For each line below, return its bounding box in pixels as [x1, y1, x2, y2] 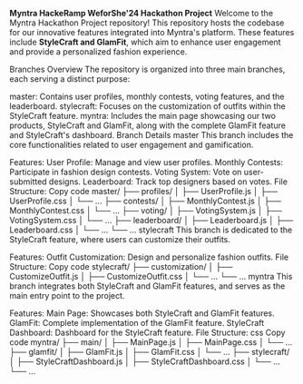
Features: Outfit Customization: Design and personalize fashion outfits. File [9, 251, 288, 262]
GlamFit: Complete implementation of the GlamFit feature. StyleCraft [9, 318, 265, 328]
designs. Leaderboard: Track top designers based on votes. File [48, 176, 288, 187]
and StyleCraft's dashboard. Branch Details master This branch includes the [9, 130, 294, 140]
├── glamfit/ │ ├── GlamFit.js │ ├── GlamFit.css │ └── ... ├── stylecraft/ [9, 347, 290, 357]
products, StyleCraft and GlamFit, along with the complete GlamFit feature [9, 120, 286, 131]
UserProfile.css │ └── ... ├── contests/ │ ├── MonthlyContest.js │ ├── [9, 195, 281, 206]
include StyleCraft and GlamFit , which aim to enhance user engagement [9, 36, 281, 47]
